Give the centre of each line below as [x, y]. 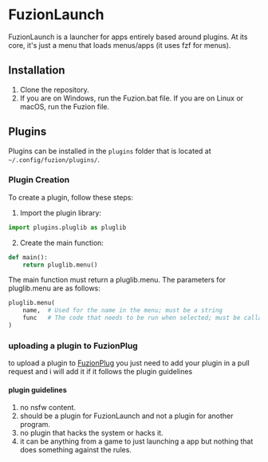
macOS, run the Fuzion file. [65, 106]
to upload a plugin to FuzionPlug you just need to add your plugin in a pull [129, 363]
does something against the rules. [75, 450]
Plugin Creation [39, 180]
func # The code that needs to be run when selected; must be [132, 318]
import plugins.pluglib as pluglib [67, 227]
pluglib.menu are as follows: [55, 288]
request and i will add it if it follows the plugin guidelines [100, 372]
